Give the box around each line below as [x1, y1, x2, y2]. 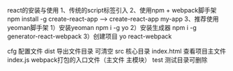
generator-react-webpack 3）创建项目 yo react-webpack [7, 32, 172, 40]
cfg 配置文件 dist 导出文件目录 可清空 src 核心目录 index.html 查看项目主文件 [7, 47, 227, 55]
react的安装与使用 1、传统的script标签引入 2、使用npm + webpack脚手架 [7, 6, 217, 14]
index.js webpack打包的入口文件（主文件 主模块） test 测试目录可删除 [7, 56, 208, 64]
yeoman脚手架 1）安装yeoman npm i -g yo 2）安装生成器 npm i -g [7, 24, 197, 31]
